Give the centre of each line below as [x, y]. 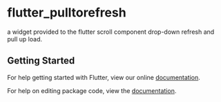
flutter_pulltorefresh [67, 13]
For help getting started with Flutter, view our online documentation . [104, 77]
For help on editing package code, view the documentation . [92, 90]
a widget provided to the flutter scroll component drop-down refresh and [111, 32]
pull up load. [25, 39]
